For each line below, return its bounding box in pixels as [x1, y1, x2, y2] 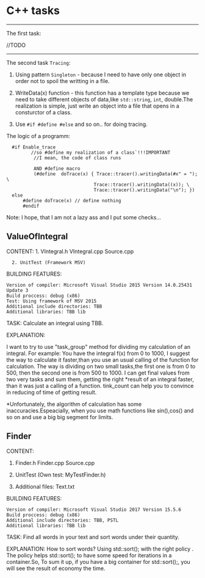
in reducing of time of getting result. [6, 389, 97, 396]
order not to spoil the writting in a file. [15, 77, 110, 84]
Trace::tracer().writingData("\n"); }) [93, 187, 195, 193]
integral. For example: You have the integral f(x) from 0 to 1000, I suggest [6, 349, 190, 357]
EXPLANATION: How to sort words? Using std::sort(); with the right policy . [6, 545, 194, 552]
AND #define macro [33, 166, 81, 172]
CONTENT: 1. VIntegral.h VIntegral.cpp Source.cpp [6, 247, 134, 255]
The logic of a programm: [6, 132, 70, 139]
